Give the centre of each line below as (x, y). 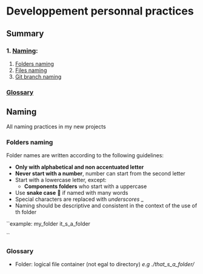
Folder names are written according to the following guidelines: (85, 155)
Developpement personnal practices (100, 11)
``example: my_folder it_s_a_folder (48, 223)
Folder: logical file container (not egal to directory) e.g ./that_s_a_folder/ (105, 264)
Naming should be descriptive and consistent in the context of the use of (106, 205)
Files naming (31, 70)
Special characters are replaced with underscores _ (79, 199)
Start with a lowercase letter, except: (61, 180)
